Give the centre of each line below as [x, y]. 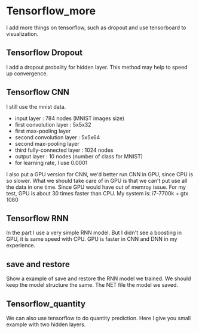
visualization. [22, 33]
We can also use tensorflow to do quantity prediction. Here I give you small [99, 318]
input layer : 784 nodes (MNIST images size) [69, 118]
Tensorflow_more [51, 11]
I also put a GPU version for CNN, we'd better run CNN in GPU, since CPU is [99, 174]
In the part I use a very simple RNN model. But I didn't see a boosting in [94, 233]
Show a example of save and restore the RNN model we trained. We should [99, 278]
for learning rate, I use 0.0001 [51, 163]
